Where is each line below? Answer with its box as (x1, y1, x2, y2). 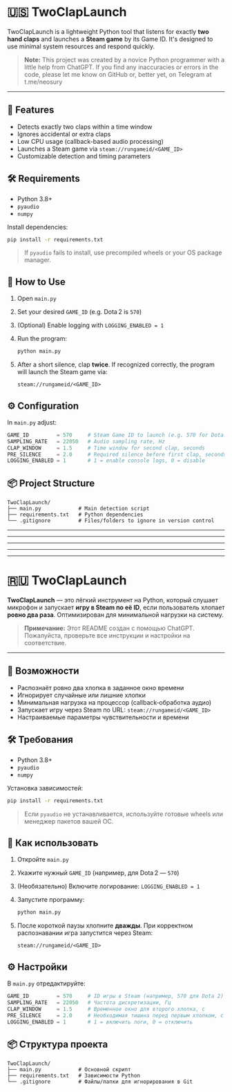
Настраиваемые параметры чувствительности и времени (17, 713, 189, 721)
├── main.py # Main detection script (7, 506, 150, 512)
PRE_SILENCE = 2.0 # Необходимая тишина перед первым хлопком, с (7, 1012, 224, 1019)
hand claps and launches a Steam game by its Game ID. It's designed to (7, 35, 213, 43)
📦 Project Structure (7, 477, 95, 489)
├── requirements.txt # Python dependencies (7, 511, 144, 519)
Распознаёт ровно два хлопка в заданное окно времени (17, 683, 184, 692)
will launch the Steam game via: (17, 368, 108, 376)
